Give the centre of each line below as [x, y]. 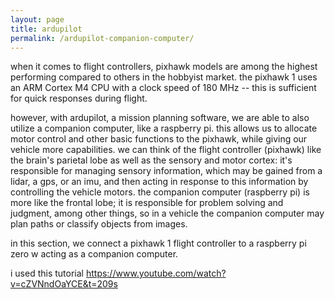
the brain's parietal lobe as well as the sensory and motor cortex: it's [151, 160]
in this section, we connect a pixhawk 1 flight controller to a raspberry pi [158, 243]
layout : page [37, 19]
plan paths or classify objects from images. [99, 224]
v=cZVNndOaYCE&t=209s [64, 284]
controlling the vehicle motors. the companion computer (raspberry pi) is [160, 192]
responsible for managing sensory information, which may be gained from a [166, 171]
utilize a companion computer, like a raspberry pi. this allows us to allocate [164, 128]
